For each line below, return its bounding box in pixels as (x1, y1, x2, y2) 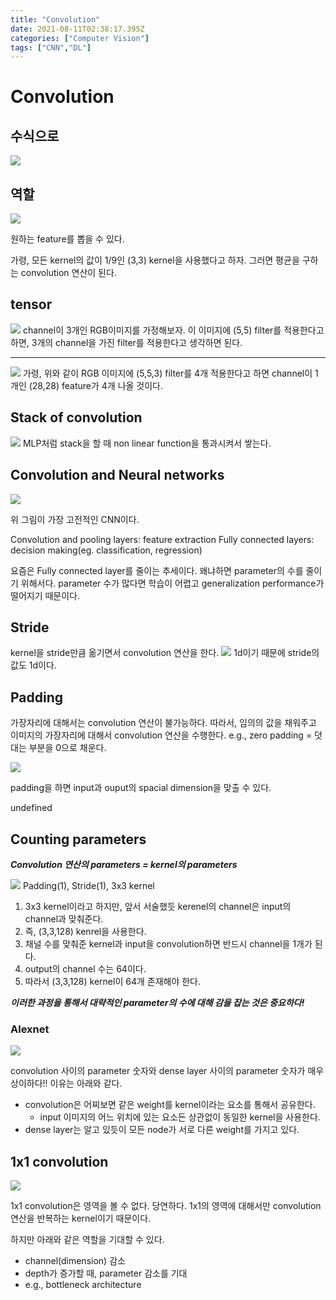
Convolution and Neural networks (10, 467, 225, 484)
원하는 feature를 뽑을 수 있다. (10, 233, 125, 245)
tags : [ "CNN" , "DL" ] (10, 42, 92, 53)
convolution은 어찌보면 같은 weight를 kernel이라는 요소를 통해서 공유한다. (24, 1099, 316, 1111)
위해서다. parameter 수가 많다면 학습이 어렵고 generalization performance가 (20, 577, 325, 589)
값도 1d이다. (10, 659, 57, 671)
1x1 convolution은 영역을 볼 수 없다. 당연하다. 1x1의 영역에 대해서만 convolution (10, 1200, 322, 1212)
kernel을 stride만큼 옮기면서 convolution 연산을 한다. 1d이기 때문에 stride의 (10, 647, 320, 659)
